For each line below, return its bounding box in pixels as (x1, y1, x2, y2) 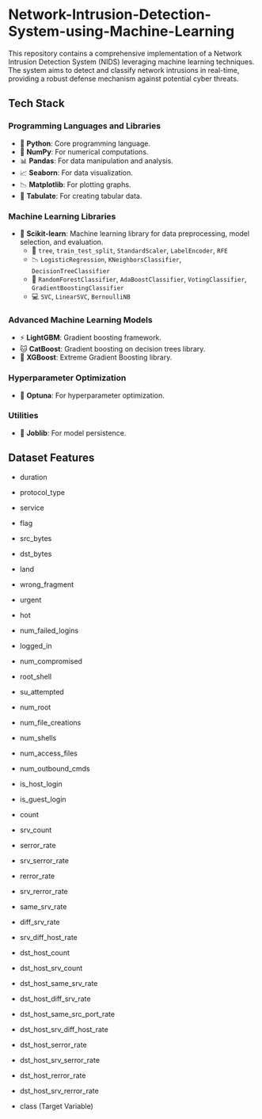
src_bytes (19, 533, 52, 543)
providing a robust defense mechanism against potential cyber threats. (8, 74, 239, 83)
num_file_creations (19, 717, 82, 727)
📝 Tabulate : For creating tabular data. (19, 191, 142, 200)
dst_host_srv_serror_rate (19, 1055, 101, 1064)
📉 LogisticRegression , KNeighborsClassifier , (31, 254, 182, 264)
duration (19, 472, 47, 481)
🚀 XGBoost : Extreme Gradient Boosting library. (19, 352, 173, 362)
